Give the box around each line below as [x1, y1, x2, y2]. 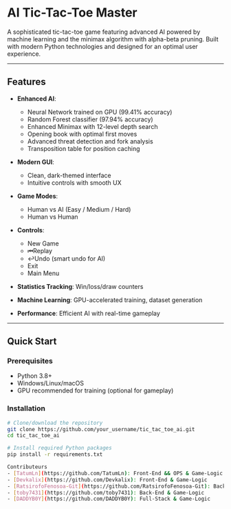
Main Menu [27, 269, 60, 277]
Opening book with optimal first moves [27, 130, 137, 138]
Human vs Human [27, 212, 78, 221]
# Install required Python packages [7, 445, 112, 452]
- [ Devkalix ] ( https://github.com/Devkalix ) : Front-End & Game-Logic [7, 476, 208, 483]
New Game [27, 239, 60, 248]
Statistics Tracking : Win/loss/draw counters [16, 282, 144, 290]
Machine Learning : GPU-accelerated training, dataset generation [16, 295, 203, 304]
